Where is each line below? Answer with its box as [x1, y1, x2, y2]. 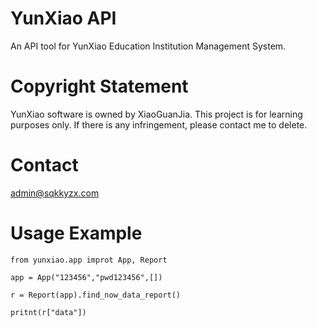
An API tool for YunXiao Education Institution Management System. [10, 40, 287, 52]
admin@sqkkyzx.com [10, 187, 100, 199]
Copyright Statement [10, 75, 189, 98]
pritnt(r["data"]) [10, 307, 87, 317]
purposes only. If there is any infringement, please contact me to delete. [10, 118, 308, 131]
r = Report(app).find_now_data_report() [10, 290, 182, 300]
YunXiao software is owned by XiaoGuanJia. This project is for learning [10, 108, 303, 120]
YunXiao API [10, 7, 117, 30]
